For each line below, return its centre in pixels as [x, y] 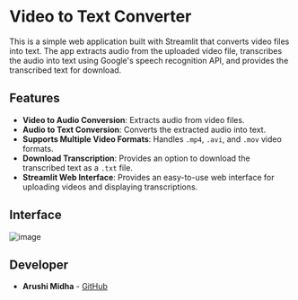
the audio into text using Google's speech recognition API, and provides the [149, 60]
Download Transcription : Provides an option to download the [136, 158]
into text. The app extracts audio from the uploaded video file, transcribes [146, 50]
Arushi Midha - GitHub [65, 287]
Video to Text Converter [101, 17]
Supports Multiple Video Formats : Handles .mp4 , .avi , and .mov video [152, 139]
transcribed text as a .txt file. [77, 167]
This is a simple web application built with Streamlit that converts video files [149, 41]
